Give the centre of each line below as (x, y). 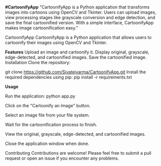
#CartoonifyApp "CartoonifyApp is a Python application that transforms (77, 7)
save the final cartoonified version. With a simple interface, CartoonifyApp (79, 23)
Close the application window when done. (47, 143)
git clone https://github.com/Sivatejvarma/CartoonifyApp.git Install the (76, 72)
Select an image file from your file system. (48, 115)
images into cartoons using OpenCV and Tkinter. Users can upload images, (81, 12)
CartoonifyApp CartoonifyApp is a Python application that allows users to (79, 37)
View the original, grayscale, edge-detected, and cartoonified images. (75, 134)
